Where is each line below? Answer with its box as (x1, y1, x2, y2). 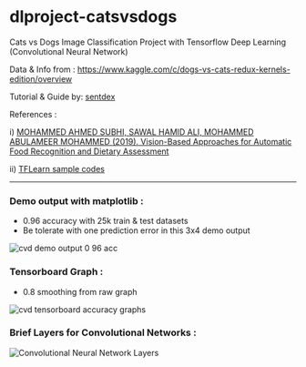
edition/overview (9, 73, 73, 84)
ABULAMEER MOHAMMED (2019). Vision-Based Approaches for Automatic (9, 136, 292, 147)
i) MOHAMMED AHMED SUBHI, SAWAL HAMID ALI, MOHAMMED (9, 126, 254, 138)
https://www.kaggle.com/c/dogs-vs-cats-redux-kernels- (76, 64, 291, 75)
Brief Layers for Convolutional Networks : (9, 326, 198, 339)
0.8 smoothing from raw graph (22, 286, 138, 297)
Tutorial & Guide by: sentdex (9, 91, 116, 102)
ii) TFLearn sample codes (9, 163, 105, 174)
